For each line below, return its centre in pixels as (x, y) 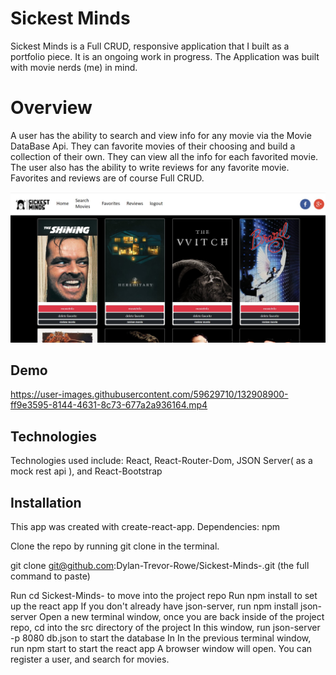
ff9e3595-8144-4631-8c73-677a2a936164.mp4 (109, 405)
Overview (51, 108)
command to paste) (50, 576)
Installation (46, 502)
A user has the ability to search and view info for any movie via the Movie (161, 135)
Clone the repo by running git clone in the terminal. (115, 546)
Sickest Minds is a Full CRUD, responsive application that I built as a (150, 46)
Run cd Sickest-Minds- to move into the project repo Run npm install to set (164, 595)
